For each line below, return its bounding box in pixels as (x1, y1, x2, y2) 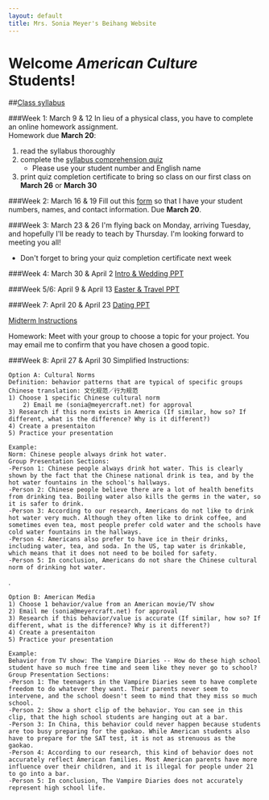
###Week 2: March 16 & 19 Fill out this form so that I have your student (8, 196, 243, 206)
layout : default (8, 11, 63, 20)
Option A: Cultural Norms (8, 371, 95, 379)
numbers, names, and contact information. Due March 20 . (8, 205, 202, 215)
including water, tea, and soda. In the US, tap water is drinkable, (8, 542, 247, 551)
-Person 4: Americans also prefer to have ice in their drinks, (8, 535, 229, 543)
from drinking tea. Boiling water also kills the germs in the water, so (8, 493, 262, 501)
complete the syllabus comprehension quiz (19, 155, 163, 165)
